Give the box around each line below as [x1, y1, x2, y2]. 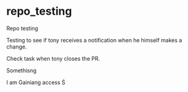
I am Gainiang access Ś [6, 79, 66, 86]
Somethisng [6, 66, 37, 74]
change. [6, 43, 28, 50]
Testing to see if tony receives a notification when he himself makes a [6, 36, 182, 44]
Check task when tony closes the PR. [6, 55, 100, 62]
